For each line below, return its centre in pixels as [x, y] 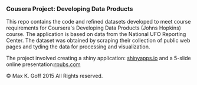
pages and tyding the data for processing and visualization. [78, 47]
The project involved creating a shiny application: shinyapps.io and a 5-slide [98, 58]
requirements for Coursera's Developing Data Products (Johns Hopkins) [94, 28]
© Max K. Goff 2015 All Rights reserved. [55, 76]
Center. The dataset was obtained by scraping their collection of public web [98, 41]
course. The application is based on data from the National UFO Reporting [96, 34]
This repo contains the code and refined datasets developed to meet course [98, 22]
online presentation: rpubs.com [43, 64]
